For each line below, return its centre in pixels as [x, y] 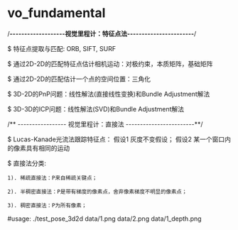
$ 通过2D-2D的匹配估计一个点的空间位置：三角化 [79, 79]
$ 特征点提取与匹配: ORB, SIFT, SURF [61, 48]
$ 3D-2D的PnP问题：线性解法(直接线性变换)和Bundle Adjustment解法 [109, 94]
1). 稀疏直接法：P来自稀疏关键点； [53, 178]
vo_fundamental [56, 13]
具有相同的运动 [48, 148]
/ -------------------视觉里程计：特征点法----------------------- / [102, 33]
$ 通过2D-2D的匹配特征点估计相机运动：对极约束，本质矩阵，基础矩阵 [110, 64]
